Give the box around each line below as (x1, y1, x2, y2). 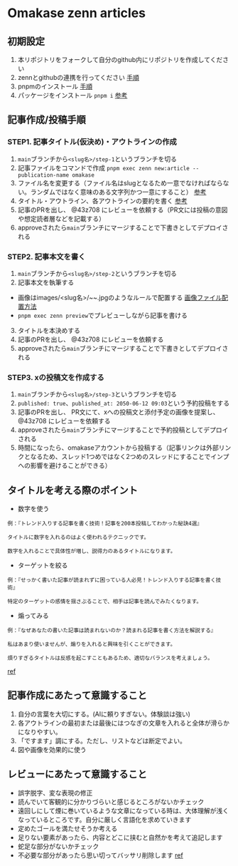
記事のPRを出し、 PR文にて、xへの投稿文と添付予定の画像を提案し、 (17, 408, 220, 416)
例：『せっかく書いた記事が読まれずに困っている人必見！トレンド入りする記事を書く (7, 577, 217, 584)
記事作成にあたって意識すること (7, 689, 147, 701)
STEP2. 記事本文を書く (7, 252, 86, 262)
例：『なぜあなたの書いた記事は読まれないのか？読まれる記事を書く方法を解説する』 (7, 627, 217, 634)
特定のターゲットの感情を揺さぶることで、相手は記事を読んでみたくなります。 (7, 598, 202, 605)
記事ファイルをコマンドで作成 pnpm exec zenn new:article (17, 163, 190, 172)
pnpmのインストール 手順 (17, 82, 93, 91)
